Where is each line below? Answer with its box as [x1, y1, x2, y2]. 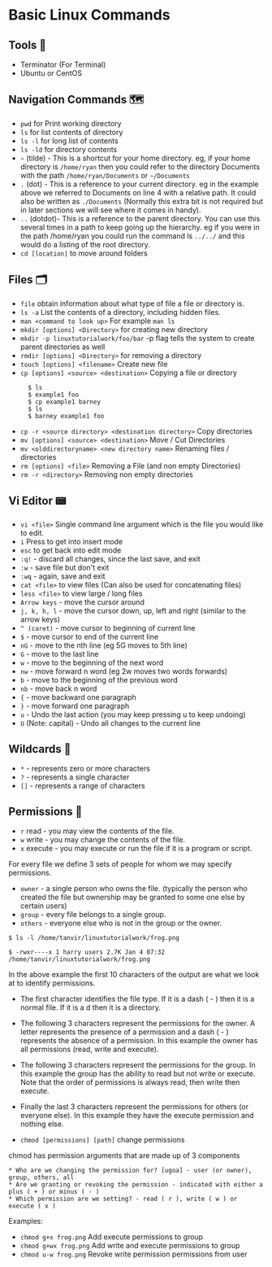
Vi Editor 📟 [8, 494, 67, 508]
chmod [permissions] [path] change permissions [19, 1135, 185, 1145]
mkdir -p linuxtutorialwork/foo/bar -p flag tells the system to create [19, 333, 255, 343]
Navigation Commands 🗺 [8, 93, 145, 107]
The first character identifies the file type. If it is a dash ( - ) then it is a [19, 994, 255, 1004]
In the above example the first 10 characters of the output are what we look [8, 970, 260, 980]
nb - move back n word [19, 684, 97, 693]
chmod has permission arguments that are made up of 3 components [8, 1151, 240, 1160]
